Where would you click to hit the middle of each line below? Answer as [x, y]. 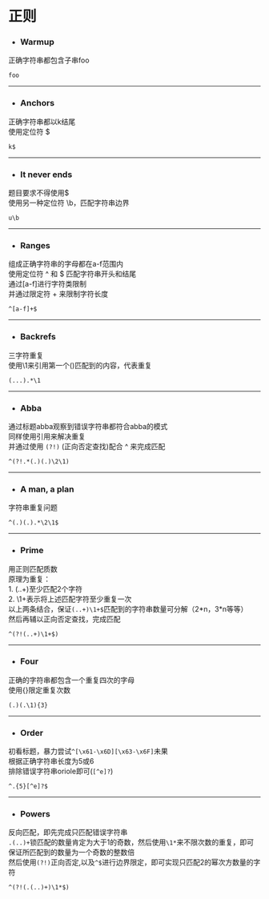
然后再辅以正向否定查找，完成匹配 [64, 619]
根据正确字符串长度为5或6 [51, 761]
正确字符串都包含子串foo [49, 60]
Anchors [37, 103]
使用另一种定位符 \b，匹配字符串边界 [69, 203]
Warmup [37, 42]
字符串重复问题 [33, 508]
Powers [35, 814]
